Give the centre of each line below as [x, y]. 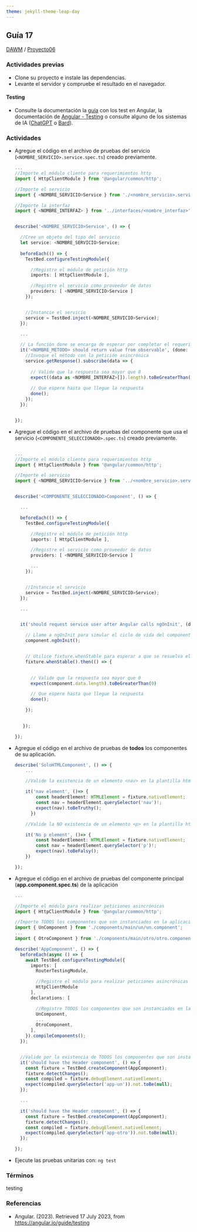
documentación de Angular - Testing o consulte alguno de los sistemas [101, 116]
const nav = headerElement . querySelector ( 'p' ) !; [96, 846]
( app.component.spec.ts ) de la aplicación [66, 885]
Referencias [24, 1204]
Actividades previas [35, 65]
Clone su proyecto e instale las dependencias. [70, 78]
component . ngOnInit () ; [53, 641]
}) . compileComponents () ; [56, 1036]
